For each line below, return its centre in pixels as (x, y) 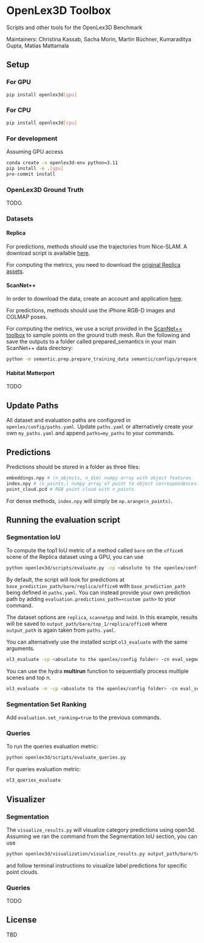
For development (32, 139)
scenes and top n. (29, 677)
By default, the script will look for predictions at (66, 580)
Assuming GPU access (35, 151)
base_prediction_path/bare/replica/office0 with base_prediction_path (96, 586)
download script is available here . (48, 253)
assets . (15, 272)
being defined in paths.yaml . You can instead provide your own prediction (99, 592)
